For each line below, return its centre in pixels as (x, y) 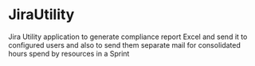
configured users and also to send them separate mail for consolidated (125, 45)
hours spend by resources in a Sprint (69, 53)
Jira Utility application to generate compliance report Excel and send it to (128, 37)
